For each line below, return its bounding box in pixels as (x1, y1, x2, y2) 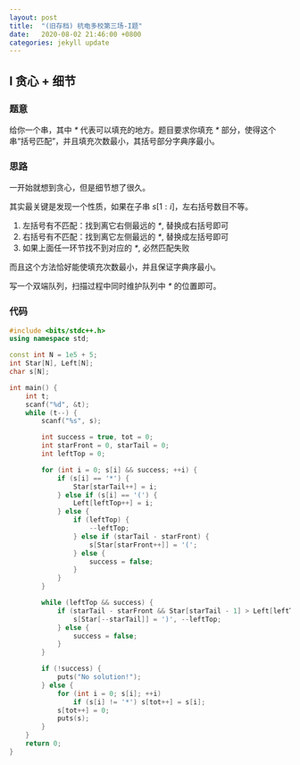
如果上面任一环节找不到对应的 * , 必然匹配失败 (21, 242, 190, 253)
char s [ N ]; (9, 368, 50, 377)
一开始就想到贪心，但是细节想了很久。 (9, 183, 150, 193)
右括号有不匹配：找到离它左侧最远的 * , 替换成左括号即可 (21, 232, 229, 242)
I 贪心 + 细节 (9, 73, 77, 89)
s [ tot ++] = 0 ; (56, 706, 110, 715)
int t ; (25, 391, 50, 401)
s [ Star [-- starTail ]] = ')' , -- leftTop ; (72, 615, 221, 624)
